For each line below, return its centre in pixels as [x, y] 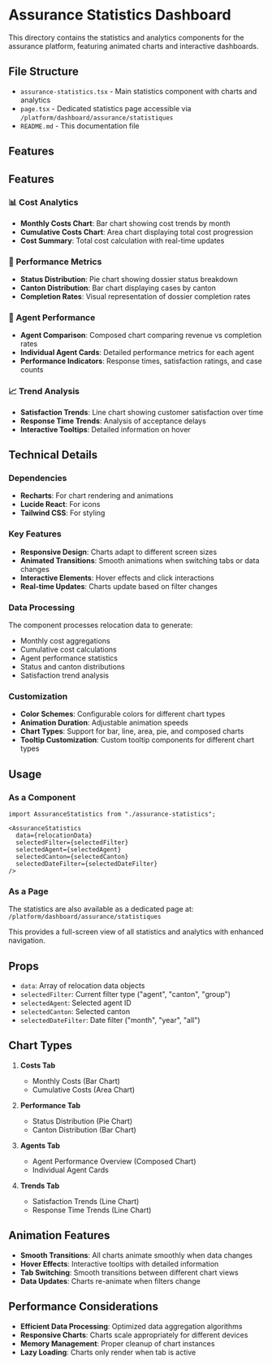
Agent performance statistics [69, 658]
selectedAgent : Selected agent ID [76, 1003]
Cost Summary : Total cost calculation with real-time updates [122, 240]
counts [32, 370]
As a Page [28, 891]
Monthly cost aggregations [65, 641]
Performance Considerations [83, 1307]
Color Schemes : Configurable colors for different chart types [123, 714]
